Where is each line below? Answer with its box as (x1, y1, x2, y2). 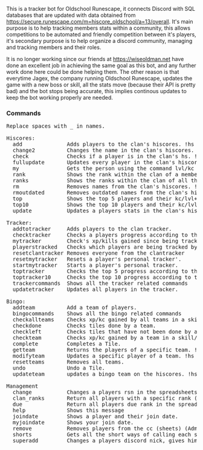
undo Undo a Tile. (12, 365, 106, 371)
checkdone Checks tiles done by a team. (12, 322, 156, 329)
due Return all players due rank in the (12, 401, 175, 408)
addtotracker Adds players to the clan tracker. (12, 226, 172, 232)
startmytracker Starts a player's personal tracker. (12, 262, 179, 269)
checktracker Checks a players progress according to (12, 232, 188, 238)
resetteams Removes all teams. (12, 359, 124, 365)
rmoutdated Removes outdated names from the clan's (12, 189, 188, 196)
